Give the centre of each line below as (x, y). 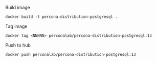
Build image (18, 7)
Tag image (16, 26)
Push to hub (18, 45)
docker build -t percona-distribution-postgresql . (61, 17)
